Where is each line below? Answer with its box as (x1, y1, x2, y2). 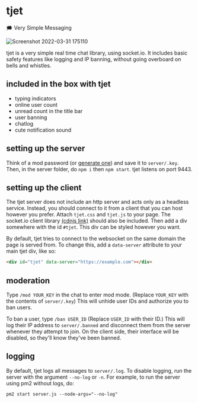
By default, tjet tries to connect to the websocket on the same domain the (6, 235, 186, 242)
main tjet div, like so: (6, 248, 56, 255)
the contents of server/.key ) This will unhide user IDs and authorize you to (6, 298, 189, 305)
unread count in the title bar (14, 107, 83, 114)
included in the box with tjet (6, 79, 111, 89)
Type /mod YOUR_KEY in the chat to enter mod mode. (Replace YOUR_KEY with (6, 292, 189, 299)
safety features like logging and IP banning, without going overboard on (6, 55, 181, 63)
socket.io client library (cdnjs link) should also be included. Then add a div (6, 218, 188, 225)
